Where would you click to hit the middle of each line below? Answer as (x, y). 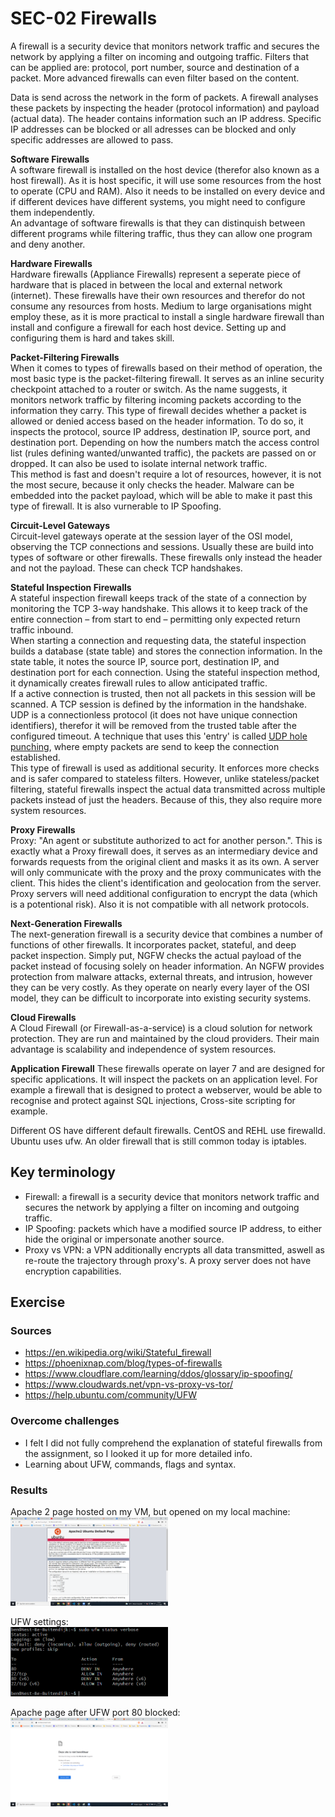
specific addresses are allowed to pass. (92, 139)
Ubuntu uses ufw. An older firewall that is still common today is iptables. (158, 1141)
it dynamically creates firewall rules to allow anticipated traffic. (139, 683)
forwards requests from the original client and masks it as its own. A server (165, 861)
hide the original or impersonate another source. (124, 1239)
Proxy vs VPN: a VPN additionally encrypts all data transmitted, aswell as (174, 1249)
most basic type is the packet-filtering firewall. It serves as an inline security (167, 378)
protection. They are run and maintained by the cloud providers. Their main (165, 1038)
